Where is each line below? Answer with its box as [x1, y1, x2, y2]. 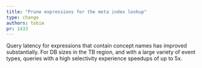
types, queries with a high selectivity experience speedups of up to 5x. [6, 55, 183, 62]
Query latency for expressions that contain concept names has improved [6, 42, 187, 49]
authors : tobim [6, 20, 45, 26]
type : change [6, 14, 39, 20]
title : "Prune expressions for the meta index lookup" [6, 8, 147, 15]
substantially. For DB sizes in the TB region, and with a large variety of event [6, 49, 196, 56]
